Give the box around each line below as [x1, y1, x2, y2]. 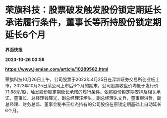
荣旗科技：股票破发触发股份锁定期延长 [5, 4, 162, 16]
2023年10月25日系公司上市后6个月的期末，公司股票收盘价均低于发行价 [13, 82, 159, 88]
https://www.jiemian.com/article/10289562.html [5, 66, 109, 72]
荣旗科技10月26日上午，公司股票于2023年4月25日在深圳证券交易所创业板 [5, 76, 156, 82]
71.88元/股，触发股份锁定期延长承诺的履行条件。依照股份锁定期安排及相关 [5, 89, 157, 95]
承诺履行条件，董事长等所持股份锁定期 [5, 17, 162, 28]
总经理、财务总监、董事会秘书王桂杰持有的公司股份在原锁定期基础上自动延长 [5, 101, 162, 107]
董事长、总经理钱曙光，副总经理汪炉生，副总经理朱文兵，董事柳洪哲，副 [13, 95, 162, 101]
